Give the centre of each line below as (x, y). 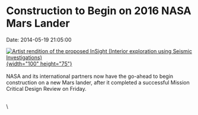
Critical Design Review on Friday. (47, 88)
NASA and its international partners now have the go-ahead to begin (90, 76)
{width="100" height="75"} (39, 64)
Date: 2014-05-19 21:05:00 (39, 40)
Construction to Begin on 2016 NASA (99, 11)
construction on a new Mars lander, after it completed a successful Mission (98, 82)
